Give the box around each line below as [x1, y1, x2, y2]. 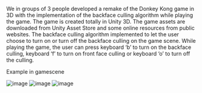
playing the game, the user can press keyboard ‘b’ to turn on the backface [6, 43, 192, 51]
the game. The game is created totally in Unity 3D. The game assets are [6, 18, 186, 25]
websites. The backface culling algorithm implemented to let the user [6, 31, 180, 38]
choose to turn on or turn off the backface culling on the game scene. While [6, 37, 196, 44]
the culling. [6, 57, 35, 63]
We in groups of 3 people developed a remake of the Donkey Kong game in [6, 5, 194, 12]
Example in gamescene [6, 68, 65, 75]
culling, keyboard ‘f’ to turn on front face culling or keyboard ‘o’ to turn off [6, 50, 190, 57]
